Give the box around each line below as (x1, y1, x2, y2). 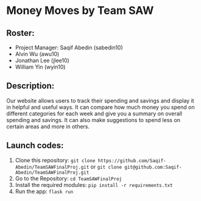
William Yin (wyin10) (15, 63, 66, 70)
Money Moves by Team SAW (6, 4, 154, 18)
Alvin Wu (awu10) (15, 50, 60, 58)
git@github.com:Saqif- (124, 164, 182, 170)
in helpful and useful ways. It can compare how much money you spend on (6, 103, 195, 111)
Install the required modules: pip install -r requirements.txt (15, 181, 173, 188)
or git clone (90, 163, 122, 170)
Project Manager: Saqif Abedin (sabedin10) (15, 44, 123, 51)
